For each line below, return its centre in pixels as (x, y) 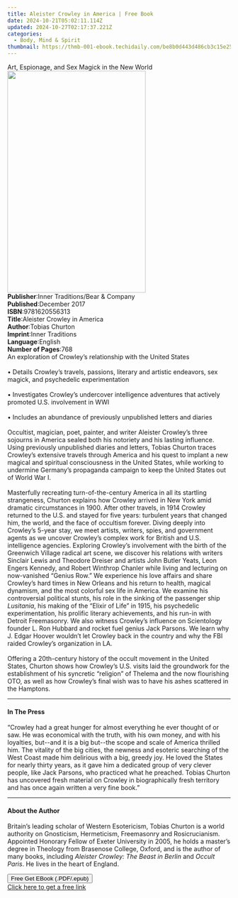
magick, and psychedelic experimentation (68, 379)
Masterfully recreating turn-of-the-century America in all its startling (107, 493)
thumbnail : (23, 47)
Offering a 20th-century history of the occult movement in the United (108, 658)
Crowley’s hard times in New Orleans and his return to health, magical (109, 583)
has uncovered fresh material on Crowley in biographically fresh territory (113, 780)
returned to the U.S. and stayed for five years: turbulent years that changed (117, 515)
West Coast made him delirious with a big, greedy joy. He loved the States (115, 757)
